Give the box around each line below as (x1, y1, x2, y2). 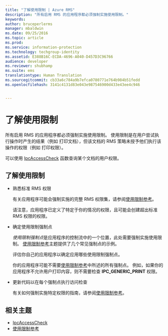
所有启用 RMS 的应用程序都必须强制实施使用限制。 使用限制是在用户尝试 (5, 132, 155, 138)
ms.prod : (5, 40, 24, 45)
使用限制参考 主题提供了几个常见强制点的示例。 (22, 241, 119, 247)
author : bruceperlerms (5, 21, 53, 27)
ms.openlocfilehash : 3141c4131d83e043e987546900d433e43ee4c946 (5, 82, 140, 87)
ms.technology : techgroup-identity (5, 49, 80, 54)
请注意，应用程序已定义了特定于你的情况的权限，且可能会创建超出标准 (12, 207, 158, 213)
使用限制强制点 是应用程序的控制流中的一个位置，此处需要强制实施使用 (12, 234, 158, 240)
